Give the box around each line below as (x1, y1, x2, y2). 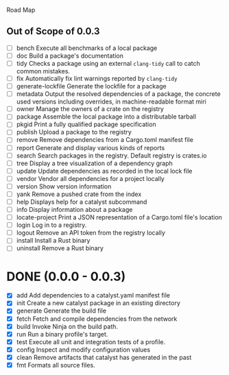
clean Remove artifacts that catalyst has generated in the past (16, 353, 192, 361)
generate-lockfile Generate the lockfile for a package (16, 82, 167, 90)
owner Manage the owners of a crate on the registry (16, 105, 164, 113)
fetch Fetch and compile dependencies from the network (16, 315, 178, 323)
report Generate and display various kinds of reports (16, 143, 165, 152)
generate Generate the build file (16, 306, 107, 315)
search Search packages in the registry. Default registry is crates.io (16, 151, 207, 160)
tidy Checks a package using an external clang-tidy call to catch (16, 59, 200, 67)
